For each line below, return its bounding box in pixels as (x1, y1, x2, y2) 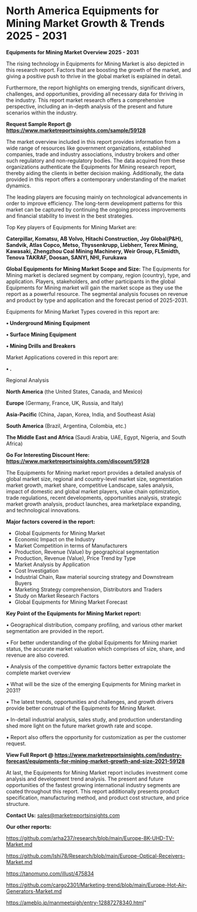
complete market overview (6, 669, 71, 676)
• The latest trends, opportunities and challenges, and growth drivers (6, 698, 173, 705)
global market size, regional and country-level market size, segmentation (6, 475, 183, 482)
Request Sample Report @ (6, 120, 72, 127)
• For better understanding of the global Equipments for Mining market (6, 638, 178, 646)
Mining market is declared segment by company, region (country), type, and (6, 271, 191, 278)
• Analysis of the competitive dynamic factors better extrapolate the (6, 663, 171, 670)
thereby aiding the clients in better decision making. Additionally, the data (6, 169, 184, 176)
